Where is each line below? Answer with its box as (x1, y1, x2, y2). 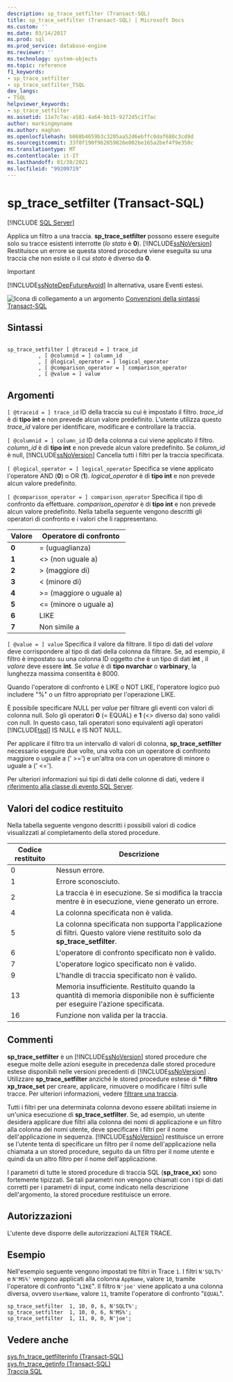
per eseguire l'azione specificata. (55, 999, 164, 1009)
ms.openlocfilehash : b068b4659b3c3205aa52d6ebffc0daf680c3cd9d (7, 133, 194, 140)
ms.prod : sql (7, 36, 45, 43)
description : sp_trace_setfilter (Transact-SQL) (7, 10, 150, 17)
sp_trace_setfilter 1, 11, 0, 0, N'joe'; (7, 1315, 132, 1322)
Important (7, 267, 35, 275)
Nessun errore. (55, 865, 105, 875)
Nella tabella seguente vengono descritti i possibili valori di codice (7, 821, 196, 829)
